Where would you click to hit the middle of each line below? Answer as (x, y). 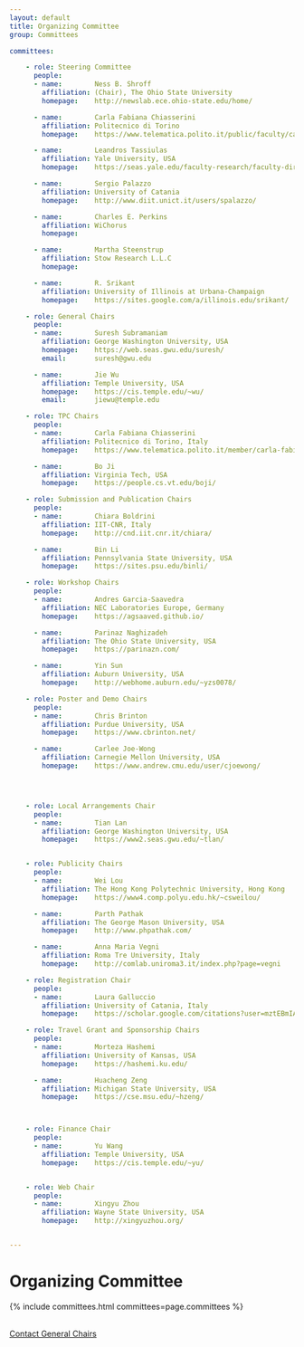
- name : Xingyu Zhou (86, 1204)
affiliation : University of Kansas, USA (119, 1056)
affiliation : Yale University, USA (109, 159)
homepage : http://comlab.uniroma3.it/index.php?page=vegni (161, 964)
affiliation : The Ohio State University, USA (129, 641)
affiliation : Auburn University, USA (113, 674)
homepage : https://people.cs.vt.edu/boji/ (129, 483)
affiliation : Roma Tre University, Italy (121, 956)
